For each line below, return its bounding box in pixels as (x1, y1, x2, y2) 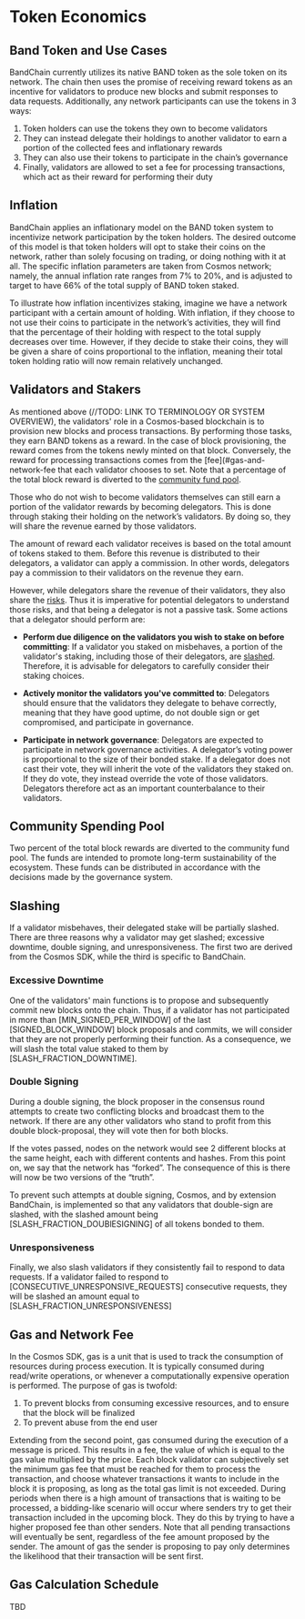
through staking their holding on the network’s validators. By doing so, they (9, 511, 291, 521)
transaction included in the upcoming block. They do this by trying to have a (9, 1512, 295, 1523)
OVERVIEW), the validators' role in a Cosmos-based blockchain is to (9, 416, 265, 427)
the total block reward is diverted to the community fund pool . (9, 473, 241, 484)
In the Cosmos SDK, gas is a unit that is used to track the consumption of (9, 1351, 284, 1361)
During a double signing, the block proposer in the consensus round (9, 1096, 266, 1107)
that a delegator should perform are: (9, 613, 146, 624)
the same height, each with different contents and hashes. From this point (9, 1152, 286, 1163)
